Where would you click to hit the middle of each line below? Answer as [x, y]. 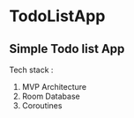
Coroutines [42, 106]
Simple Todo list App [67, 49]
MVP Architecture [54, 87]
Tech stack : [31, 70]
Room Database [51, 96]
